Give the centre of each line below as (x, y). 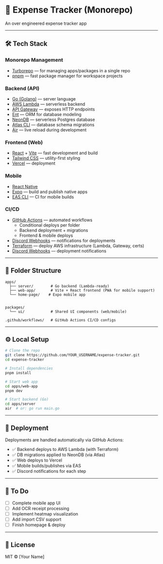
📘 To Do (17, 491)
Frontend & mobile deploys (46, 235)
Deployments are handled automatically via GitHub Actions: (64, 440)
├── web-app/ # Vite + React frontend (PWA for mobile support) (82, 290)
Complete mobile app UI (36, 503)
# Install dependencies (29, 368)
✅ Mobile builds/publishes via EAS (47, 465)
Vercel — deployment (34, 163)
